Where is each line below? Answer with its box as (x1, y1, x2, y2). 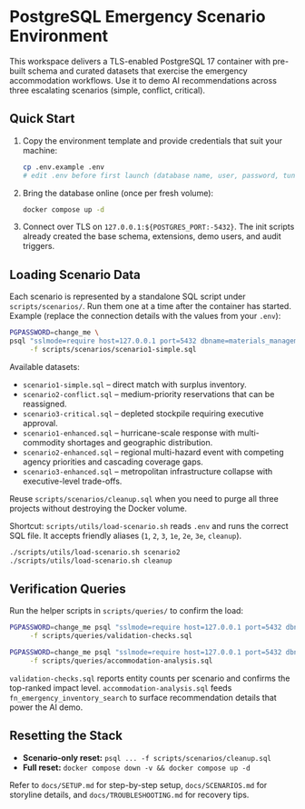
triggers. (22, 241, 55, 252)
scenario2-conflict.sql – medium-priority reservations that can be (22, 388, 275, 399)
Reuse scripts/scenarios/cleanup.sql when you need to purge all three (9, 493, 279, 504)
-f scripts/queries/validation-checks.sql (29, 632, 193, 641)
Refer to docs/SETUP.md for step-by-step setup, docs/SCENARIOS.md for (9, 779, 268, 790)
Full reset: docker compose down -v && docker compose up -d (22, 762, 251, 773)
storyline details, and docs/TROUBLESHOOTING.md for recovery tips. (9, 789, 250, 800)
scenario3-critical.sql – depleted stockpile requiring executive (22, 407, 264, 419)
